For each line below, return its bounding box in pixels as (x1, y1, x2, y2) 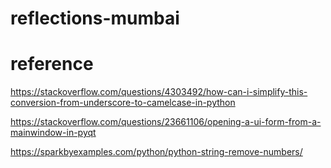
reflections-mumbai (10, 7, 180, 30)
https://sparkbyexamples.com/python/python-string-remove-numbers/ (10, 146, 303, 158)
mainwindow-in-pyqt (10, 127, 97, 139)
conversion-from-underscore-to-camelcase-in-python (10, 97, 236, 109)
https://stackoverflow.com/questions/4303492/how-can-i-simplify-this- (10, 86, 308, 98)
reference (10, 53, 94, 76)
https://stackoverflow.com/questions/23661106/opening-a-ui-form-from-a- (10, 116, 322, 128)
